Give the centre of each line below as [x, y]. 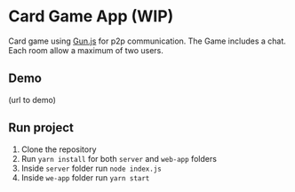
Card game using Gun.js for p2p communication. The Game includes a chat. [147, 41]
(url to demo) [32, 100]
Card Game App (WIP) [91, 16]
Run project [41, 128]
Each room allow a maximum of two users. [86, 50]
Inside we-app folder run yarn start [85, 177]
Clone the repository [59, 149]
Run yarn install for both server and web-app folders [119, 158]
